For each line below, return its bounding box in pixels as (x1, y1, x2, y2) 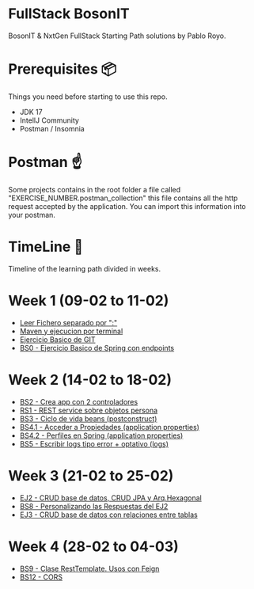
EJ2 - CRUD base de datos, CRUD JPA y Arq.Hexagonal (19, 492, 202, 503)
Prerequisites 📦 (8, 60, 117, 78)
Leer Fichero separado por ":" (19, 317, 118, 327)
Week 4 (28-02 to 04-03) (8, 538, 180, 555)
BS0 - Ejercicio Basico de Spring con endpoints (19, 343, 175, 352)
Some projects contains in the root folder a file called (8, 184, 181, 194)
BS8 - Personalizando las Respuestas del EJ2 (19, 501, 169, 511)
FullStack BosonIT (8, 5, 130, 23)
